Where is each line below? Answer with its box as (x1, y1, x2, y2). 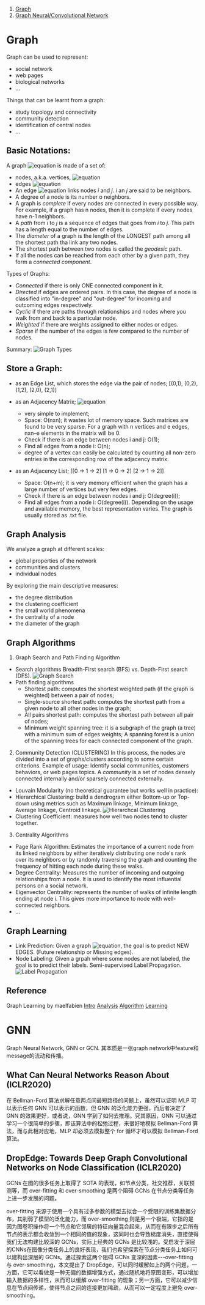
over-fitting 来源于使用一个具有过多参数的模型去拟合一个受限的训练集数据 (6, 1208, 191, 1215)
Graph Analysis (6, 529, 67, 539)
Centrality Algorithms (15, 831, 69, 838)
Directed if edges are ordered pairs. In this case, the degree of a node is (15, 288, 197, 295)
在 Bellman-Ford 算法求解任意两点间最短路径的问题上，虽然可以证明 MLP (6, 1096, 190, 1104)
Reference (6, 986, 47, 996)
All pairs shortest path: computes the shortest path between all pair (24, 711, 194, 719)
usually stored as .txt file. (24, 511, 88, 519)
